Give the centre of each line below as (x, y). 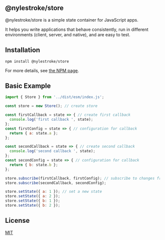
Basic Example (28, 86)
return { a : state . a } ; (34, 133)
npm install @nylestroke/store (37, 61)
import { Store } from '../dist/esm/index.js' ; (55, 97)
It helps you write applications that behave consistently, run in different (77, 29)
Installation (23, 50)
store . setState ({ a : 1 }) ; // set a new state (54, 192)
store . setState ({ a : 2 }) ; (33, 196)
